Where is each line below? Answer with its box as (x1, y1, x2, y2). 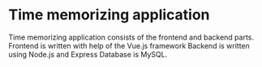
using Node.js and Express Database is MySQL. (8, 49, 168, 59)
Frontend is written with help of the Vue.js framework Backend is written (8, 40, 250, 50)
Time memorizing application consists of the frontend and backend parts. (8, 32, 254, 42)
